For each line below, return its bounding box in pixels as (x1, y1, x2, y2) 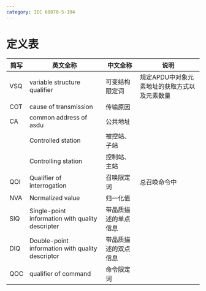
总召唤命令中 (140, 178, 177, 186)
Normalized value (29, 194, 80, 202)
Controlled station (29, 136, 81, 145)
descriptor (29, 252, 59, 260)
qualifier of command (29, 269, 91, 278)
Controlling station (29, 157, 83, 165)
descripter (29, 222, 59, 230)
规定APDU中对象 (140, 73, 188, 81)
